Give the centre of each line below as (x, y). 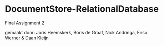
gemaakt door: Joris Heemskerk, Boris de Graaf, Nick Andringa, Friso (76, 32)
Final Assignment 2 (25, 23)
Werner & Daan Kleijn (27, 38)
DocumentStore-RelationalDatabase (82, 9)
